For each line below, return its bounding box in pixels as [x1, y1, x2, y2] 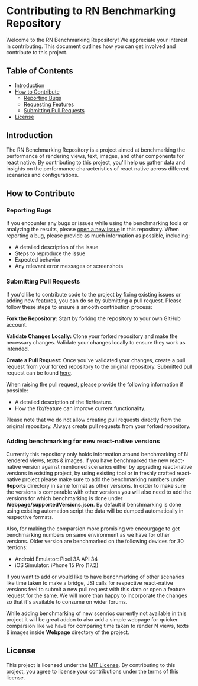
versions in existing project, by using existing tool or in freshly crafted [6, 469, 176, 476]
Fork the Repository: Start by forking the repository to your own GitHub [6, 315, 181, 322]
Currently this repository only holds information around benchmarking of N [6, 450, 189, 458]
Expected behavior [14, 256, 61, 263]
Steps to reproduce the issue [14, 250, 86, 257]
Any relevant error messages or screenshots [14, 262, 124, 270]
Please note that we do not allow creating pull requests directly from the [6, 416, 181, 423]
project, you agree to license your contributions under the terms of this [6, 668, 179, 675]
